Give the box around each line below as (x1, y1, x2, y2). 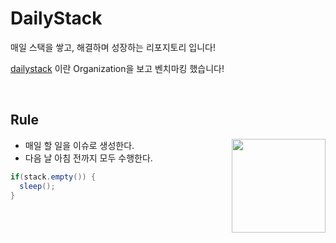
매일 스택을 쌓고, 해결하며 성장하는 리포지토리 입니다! (10, 41, 216, 53)
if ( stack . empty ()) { (10, 172, 97, 182)
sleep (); (19, 181, 56, 191)
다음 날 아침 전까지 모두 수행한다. (24, 152, 153, 164)
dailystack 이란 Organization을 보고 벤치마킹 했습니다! (10, 62, 225, 74)
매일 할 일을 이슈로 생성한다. (24, 139, 135, 151)
